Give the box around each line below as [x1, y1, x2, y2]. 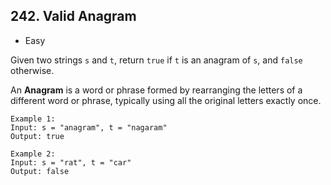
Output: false [10, 166, 70, 176]
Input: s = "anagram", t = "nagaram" [10, 122, 168, 133]
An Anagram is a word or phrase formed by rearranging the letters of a [10, 84, 303, 96]
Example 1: [10, 114, 56, 124]
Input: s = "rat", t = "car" [10, 157, 132, 168]
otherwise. [10, 64, 55, 76]
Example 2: [10, 149, 56, 159]
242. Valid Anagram [10, 8, 137, 25]
